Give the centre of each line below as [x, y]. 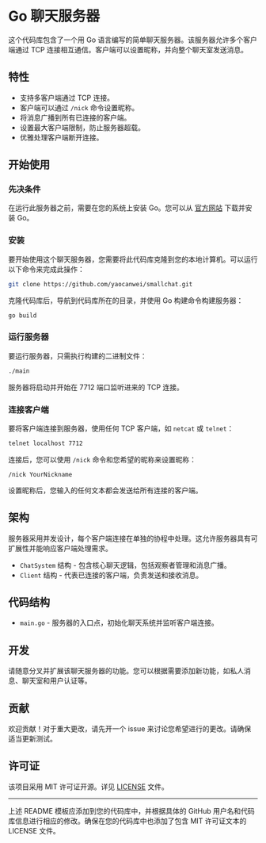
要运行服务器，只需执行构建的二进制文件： [78, 356]
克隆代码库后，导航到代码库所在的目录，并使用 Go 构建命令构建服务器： [126, 300]
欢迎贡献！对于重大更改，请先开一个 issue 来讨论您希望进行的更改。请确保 [130, 729]
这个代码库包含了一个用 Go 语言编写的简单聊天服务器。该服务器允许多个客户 [133, 40]
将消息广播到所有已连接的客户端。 [75, 117]
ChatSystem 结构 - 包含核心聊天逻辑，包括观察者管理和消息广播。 [125, 565]
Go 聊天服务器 [54, 16]
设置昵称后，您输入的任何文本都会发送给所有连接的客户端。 [105, 490]
